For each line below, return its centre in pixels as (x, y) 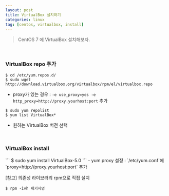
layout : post (19, 10)
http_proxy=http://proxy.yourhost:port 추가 (60, 101)
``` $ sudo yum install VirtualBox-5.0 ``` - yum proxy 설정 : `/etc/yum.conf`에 (85, 160)
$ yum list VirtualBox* (31, 115)
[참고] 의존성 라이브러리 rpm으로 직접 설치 (48, 178)
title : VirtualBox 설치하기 (33, 15)
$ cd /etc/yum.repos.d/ (31, 75)
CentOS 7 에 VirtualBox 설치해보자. (54, 40)
